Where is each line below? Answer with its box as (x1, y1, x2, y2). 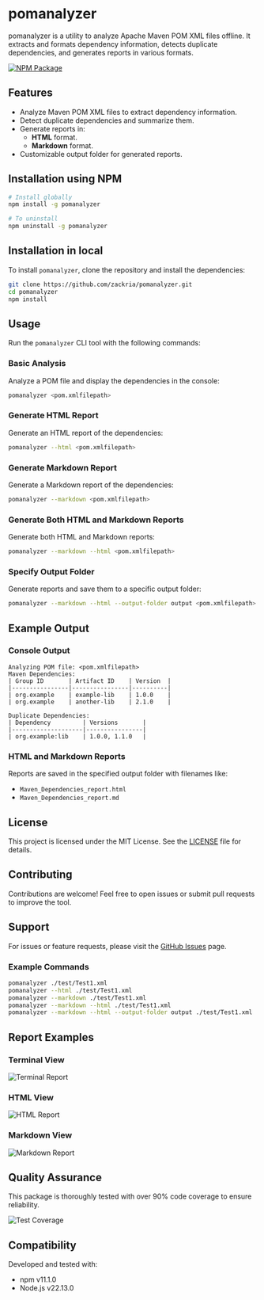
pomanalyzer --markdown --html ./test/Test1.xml (8, 1001, 172, 1009)
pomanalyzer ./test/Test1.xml (8, 979, 108, 987)
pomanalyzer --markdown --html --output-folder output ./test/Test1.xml (8, 1008, 253, 1016)
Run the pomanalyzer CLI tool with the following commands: (8, 338, 201, 348)
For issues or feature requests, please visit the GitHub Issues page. (8, 941, 227, 951)
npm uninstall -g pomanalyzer (8, 223, 108, 231)
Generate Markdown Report (8, 462, 117, 473)
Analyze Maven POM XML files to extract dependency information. (19, 107, 237, 116)
